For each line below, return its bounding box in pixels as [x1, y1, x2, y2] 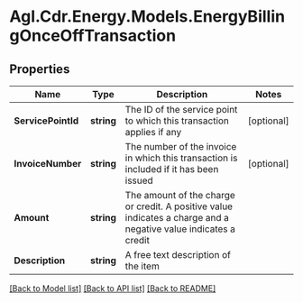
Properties [9, 61, 70, 77]
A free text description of [124, 249, 232, 261]
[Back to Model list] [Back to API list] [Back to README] [9, 283, 216, 294]
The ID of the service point [124, 104, 238, 115]
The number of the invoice [124, 141, 237, 152]
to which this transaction [124, 114, 230, 127]
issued [124, 174, 153, 187]
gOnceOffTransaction [9, 25, 177, 46]
